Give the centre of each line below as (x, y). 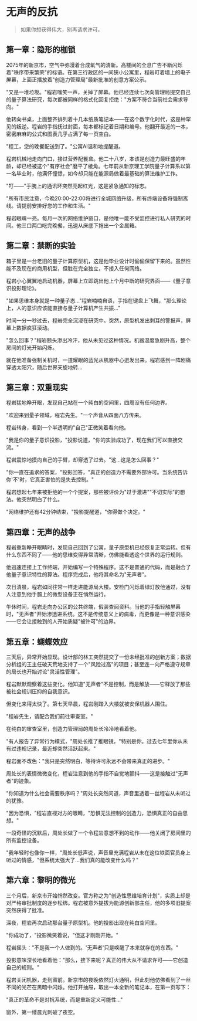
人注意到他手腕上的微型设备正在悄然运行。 (57, 594)
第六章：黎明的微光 (41, 880)
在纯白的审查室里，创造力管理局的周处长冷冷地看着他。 (73, 729)
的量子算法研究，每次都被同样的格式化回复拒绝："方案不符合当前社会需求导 (97, 99)
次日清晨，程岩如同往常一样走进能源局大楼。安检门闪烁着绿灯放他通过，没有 (98, 587)
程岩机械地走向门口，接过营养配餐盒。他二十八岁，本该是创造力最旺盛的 (93, 158)
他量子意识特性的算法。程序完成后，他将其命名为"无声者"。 (78, 575)
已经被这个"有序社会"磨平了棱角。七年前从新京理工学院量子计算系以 (103, 166)
